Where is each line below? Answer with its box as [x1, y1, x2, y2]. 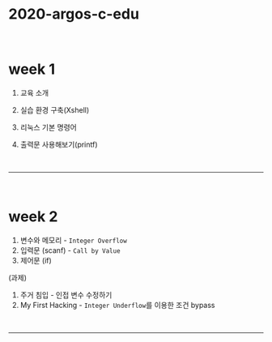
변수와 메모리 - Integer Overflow [19, 235, 127, 245]
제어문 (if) [19, 255, 53, 265]
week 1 [8, 60, 55, 79]
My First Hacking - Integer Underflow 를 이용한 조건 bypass [19, 300, 215, 310]
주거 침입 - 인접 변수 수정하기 [19, 289, 113, 300]
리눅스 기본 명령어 [19, 122, 77, 132]
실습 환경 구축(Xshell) [19, 105, 90, 114]
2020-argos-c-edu [8, 5, 140, 24]
